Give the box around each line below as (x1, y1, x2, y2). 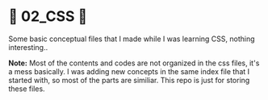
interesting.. (8, 42, 48, 52)
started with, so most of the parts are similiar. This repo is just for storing (8, 75, 250, 85)
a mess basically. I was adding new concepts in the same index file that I (8, 66, 250, 76)
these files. (8, 84, 46, 94)
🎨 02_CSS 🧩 (8, 7, 88, 26)
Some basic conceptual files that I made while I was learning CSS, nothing (8, 34, 256, 44)
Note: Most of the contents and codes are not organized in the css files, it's (8, 58, 260, 68)
